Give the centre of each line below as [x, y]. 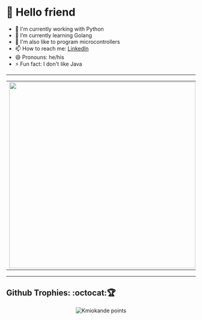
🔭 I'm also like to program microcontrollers [67, 42]
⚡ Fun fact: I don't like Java [48, 64]
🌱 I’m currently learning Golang [53, 35]
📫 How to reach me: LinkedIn [52, 48]
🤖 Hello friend [41, 12]
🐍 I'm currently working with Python [59, 29]
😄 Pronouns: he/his [39, 57]
